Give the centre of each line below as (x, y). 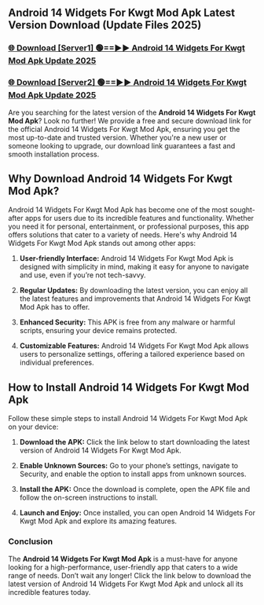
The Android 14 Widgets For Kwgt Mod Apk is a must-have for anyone (123, 559)
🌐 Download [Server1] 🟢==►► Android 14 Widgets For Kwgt (126, 48)
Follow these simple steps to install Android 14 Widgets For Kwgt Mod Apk (128, 419)
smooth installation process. (54, 154)
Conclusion (31, 541)
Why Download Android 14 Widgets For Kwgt (121, 179)
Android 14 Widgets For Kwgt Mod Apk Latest (122, 13)
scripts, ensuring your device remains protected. (98, 331)
